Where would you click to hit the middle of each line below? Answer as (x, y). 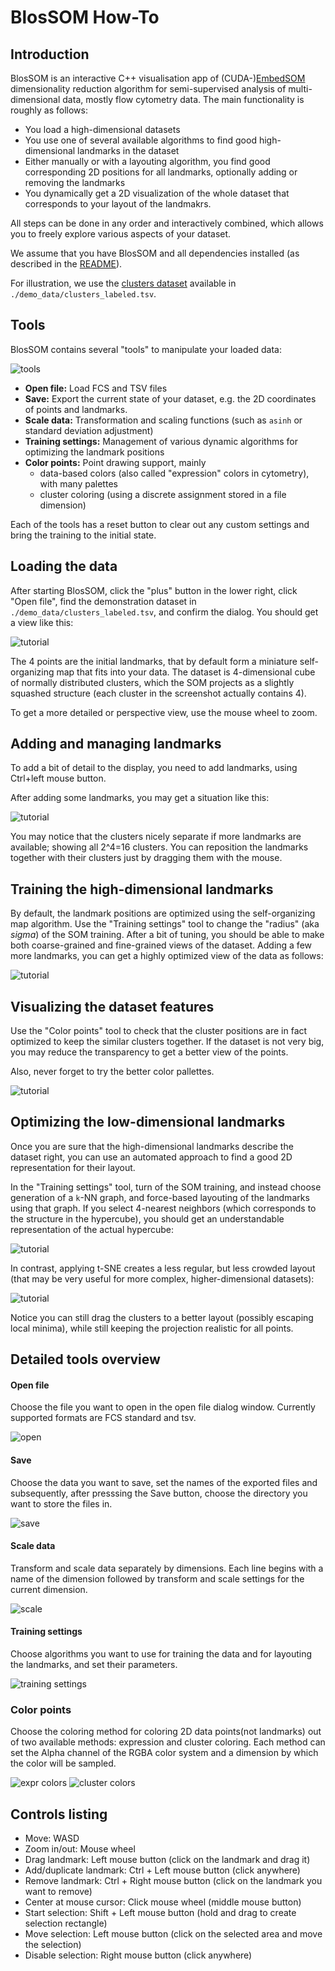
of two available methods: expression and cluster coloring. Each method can (168, 1742)
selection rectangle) (66, 1923)
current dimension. (49, 1589)
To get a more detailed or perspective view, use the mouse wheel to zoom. (164, 712)
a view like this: (42, 622)
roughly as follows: (49, 110)
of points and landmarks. (76, 409)
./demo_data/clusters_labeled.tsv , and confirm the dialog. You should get (164, 612)
